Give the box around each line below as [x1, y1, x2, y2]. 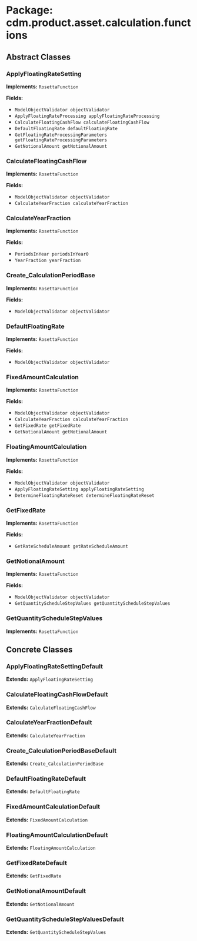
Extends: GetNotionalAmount [6, 900, 75, 907]
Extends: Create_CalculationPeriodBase [6, 760, 104, 767]
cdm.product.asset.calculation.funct [6, 16, 191, 29]
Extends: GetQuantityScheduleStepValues [6, 928, 106, 935]
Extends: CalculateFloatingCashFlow [6, 704, 96, 711]
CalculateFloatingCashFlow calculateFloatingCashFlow [14, 119, 149, 125]
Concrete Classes [6, 644, 73, 654]
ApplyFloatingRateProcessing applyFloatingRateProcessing [14, 113, 160, 119]
